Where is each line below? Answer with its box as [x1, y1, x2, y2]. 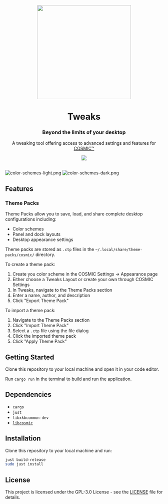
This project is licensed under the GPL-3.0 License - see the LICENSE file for [5, 489, 163, 495]
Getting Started [5, 353, 54, 361]
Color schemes [12, 226, 44, 232]
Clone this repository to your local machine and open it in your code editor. [5, 366, 159, 372]
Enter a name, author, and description [12, 293, 90, 299]
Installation [5, 434, 41, 443]
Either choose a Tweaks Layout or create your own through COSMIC [12, 277, 153, 283]
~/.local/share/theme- [95, 247, 142, 253]
